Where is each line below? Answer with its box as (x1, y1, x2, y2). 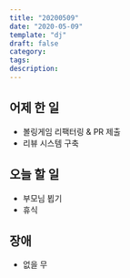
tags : (9, 56, 30, 65)
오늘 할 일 (9, 167, 60, 182)
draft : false (9, 38, 59, 48)
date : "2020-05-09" (9, 22, 84, 31)
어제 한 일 (9, 100, 60, 116)
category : (9, 47, 47, 57)
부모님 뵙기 (22, 192, 63, 203)
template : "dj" (9, 30, 67, 39)
